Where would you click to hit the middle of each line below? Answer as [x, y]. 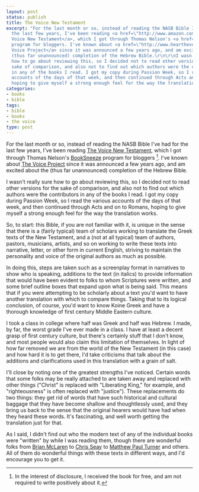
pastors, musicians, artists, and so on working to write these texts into [92, 243]
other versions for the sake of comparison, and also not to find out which [95, 188]
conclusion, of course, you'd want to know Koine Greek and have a [88, 305]
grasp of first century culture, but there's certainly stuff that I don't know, [95, 336]
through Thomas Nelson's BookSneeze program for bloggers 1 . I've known [97, 157]
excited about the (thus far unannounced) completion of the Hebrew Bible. [97, 170]
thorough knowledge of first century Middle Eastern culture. [79, 311]
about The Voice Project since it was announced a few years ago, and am [96, 164]
